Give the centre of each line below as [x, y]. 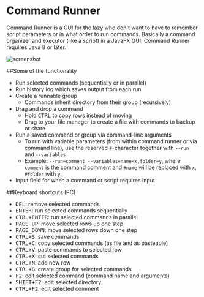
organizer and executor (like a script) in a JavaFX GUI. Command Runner [98, 40]
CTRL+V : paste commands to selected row [69, 249]
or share [35, 128]
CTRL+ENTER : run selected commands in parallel [76, 217]
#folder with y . [43, 174]
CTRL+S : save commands [47, 236]
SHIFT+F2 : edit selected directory [58, 282]
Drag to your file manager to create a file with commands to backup [110, 122]
